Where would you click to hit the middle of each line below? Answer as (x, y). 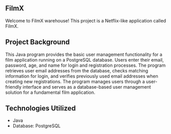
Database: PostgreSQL (36, 126)
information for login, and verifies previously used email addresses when (82, 76)
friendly (14, 87)
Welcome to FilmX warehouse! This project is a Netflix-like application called (86, 20)
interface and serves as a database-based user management (87, 87)
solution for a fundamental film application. (50, 92)
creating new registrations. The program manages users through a (75, 82)
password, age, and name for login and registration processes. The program (86, 65)
